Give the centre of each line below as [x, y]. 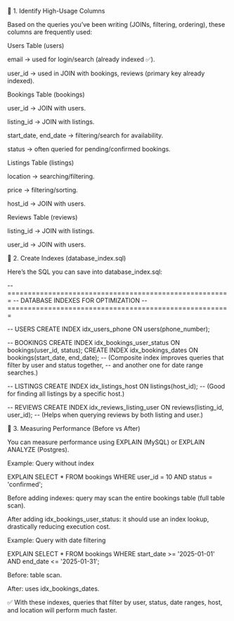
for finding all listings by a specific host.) [66, 394]
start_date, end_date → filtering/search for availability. [85, 135]
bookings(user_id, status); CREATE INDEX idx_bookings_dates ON [103, 350]
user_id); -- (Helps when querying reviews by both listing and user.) [105, 415]
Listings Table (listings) [41, 163]
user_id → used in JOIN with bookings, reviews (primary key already [106, 73]
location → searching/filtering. [51, 176]
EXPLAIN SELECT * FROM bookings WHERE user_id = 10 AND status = [110, 477]
